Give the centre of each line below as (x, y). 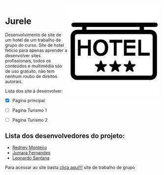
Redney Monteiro (30, 147)
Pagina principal (28, 100)
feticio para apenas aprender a (36, 50)
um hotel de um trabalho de (33, 40)
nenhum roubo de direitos (31, 76)
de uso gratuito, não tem (30, 71)
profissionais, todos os (28, 61)
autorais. (14, 81)
